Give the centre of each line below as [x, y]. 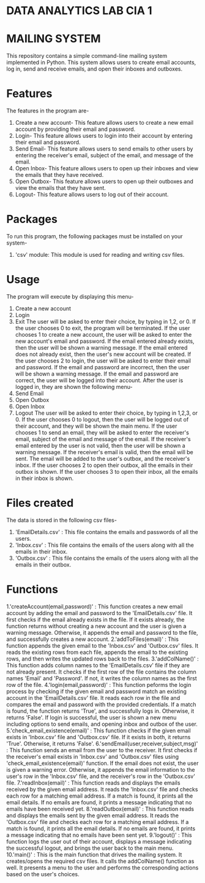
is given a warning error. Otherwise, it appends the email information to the [101, 769]
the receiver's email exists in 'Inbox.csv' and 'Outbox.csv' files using [93, 756]
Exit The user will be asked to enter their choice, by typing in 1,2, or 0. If [105, 321]
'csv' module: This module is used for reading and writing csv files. [100, 255]
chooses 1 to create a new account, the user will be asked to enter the [103, 334]
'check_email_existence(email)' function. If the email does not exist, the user [102, 763]
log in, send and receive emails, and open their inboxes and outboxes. [94, 69]
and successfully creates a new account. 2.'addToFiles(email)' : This [93, 639]
